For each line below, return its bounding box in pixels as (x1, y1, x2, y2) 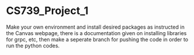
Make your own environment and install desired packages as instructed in (6, 23, 185, 30)
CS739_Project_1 (6, 4, 89, 18)
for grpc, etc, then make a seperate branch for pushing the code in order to (6, 36, 189, 43)
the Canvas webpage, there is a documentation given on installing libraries (6, 29, 187, 36)
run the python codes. (6, 42, 60, 49)
